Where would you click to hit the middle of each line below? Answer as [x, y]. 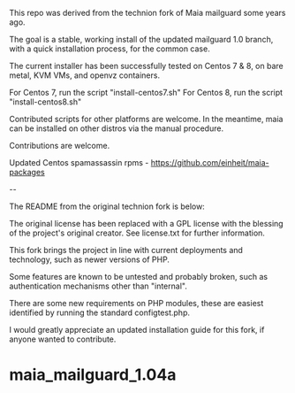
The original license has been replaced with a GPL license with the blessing [147, 223]
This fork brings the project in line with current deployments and [126, 250]
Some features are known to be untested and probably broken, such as [138, 277]
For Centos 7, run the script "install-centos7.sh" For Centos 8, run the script [146, 92]
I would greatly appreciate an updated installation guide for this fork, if [137, 330]
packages [27, 172]
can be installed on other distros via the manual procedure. [116, 128]
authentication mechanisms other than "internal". [98, 286]
